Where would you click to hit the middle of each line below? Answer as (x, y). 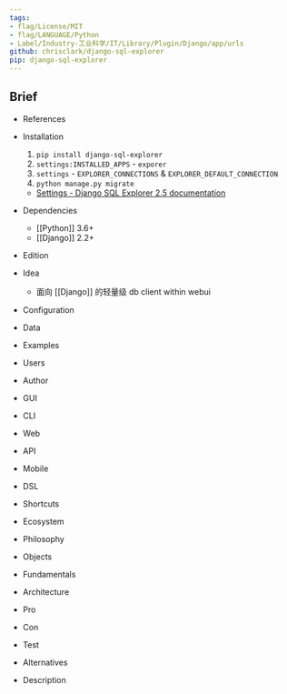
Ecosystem (44, 521)
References (44, 118)
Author (35, 380)
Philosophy (44, 538)
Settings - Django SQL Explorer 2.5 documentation (131, 193)
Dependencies (50, 210)
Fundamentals (49, 574)
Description (44, 679)
